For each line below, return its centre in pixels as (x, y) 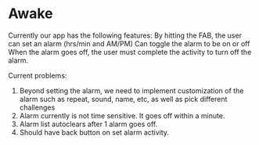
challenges (37, 107)
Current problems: (38, 75)
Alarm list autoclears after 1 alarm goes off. (88, 124)
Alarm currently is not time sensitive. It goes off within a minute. (122, 115)
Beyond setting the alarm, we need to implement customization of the (131, 90)
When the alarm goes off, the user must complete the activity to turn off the (130, 52)
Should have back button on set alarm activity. (94, 132)
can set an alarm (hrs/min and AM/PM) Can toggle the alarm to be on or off (129, 43)
